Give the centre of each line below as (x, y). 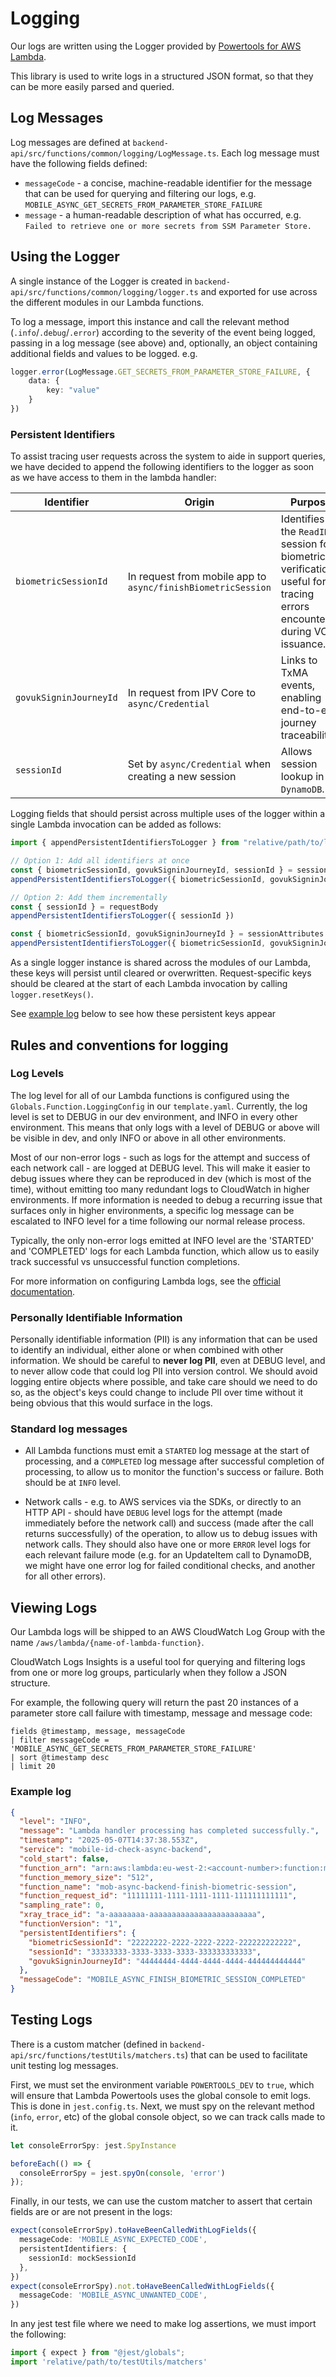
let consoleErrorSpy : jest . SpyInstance (93, 2145)
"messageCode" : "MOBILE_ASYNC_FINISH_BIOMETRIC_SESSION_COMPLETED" (163, 1980)
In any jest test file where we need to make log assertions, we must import (163, 2324)
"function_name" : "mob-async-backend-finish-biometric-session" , (158, 1887)
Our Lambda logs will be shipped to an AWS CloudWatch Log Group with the (168, 1632)
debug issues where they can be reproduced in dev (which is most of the (161, 1178)
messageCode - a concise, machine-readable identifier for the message (168, 183)
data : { (44, 381)
